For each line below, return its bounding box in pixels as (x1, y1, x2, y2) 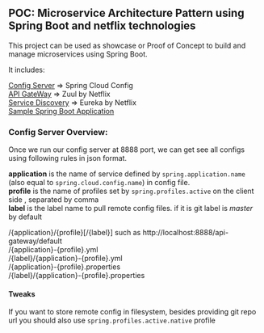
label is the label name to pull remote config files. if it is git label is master (8, 204, 254, 213)
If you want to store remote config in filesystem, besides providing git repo (8, 307, 257, 317)
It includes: (8, 65, 45, 74)
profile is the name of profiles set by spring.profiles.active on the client (8, 186, 254, 196)
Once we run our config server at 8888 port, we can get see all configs (8, 145, 245, 154)
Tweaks (8, 289, 36, 298)
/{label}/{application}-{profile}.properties (8, 271, 145, 280)
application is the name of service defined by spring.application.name (8, 169, 246, 179)
